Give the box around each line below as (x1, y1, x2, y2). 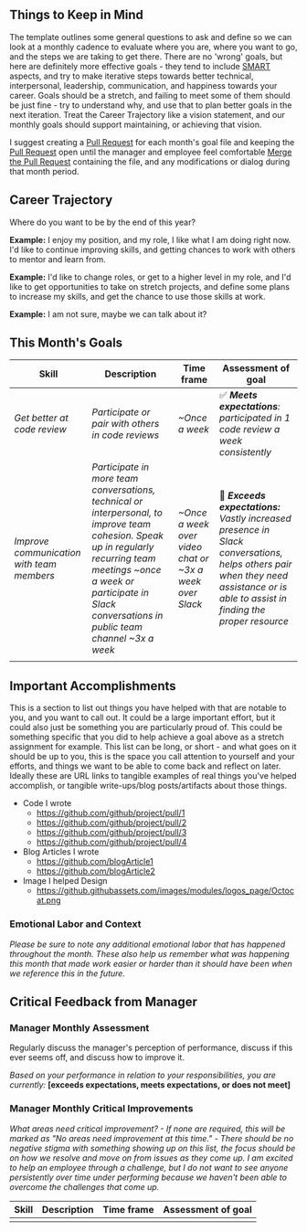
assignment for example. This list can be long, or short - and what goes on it (9, 741, 297, 752)
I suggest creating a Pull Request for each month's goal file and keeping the (9, 136, 295, 147)
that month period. (9, 165, 79, 176)
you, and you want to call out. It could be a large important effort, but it (9, 712, 276, 723)
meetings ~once (91, 564, 162, 577)
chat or (177, 552, 209, 565)
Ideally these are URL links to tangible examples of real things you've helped (9, 770, 297, 781)
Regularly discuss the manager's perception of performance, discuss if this (9, 1042, 293, 1054)
